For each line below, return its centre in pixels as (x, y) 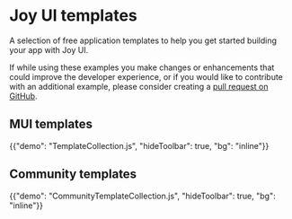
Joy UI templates (73, 16)
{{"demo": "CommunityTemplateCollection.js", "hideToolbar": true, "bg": (142, 196)
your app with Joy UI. (49, 49)
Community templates (73, 175)
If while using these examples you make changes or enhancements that (142, 67)
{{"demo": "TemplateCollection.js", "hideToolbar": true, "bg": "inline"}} (139, 145)
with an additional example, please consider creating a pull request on (139, 86)
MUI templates (51, 124)
